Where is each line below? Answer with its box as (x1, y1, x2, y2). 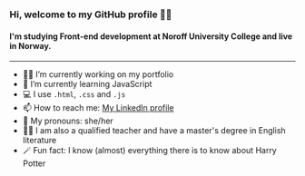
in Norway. (9, 40, 52, 51)
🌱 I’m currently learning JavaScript (22, 79, 152, 90)
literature (22, 135, 57, 146)
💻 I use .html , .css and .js (22, 89, 126, 100)
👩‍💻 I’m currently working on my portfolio (22, 69, 174, 80)
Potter (22, 158, 46, 169)
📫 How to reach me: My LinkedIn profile (22, 103, 174, 113)
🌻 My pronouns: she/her (22, 115, 113, 126)
